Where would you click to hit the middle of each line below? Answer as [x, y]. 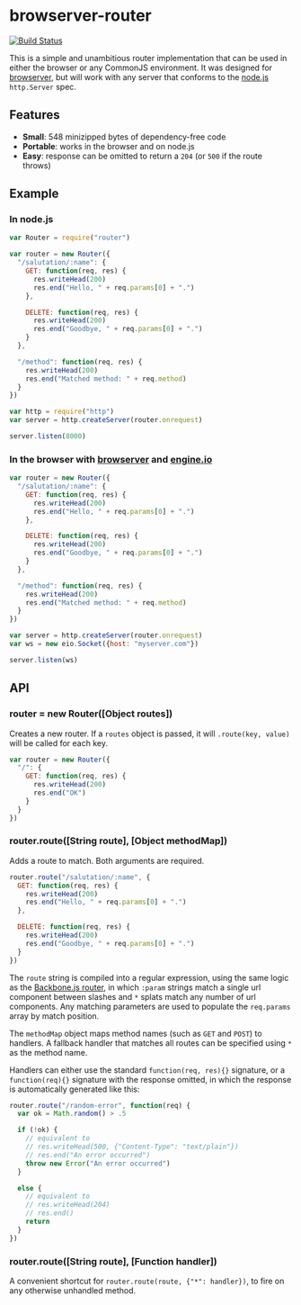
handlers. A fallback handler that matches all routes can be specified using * [150, 1043]
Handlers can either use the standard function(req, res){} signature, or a [147, 1070]
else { [30, 1188]
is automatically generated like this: [75, 1089]
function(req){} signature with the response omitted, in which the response [150, 1079]
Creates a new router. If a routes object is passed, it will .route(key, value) [150, 733]
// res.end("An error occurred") [88, 1155]
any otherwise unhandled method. [73, 1291]
